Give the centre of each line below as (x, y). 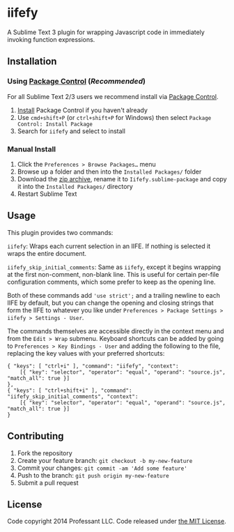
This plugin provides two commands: (60, 232)
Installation (32, 62)
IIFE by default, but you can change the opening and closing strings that (110, 303)
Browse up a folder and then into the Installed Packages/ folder (109, 172)
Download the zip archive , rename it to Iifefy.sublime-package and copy (122, 178)
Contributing (36, 436)
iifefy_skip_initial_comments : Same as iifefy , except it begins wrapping (114, 267)
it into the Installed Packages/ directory (75, 186)
